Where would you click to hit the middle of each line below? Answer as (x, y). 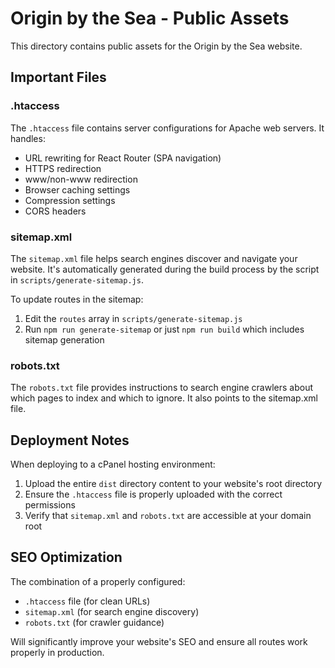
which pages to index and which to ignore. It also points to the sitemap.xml (164, 398)
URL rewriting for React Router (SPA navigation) (123, 158)
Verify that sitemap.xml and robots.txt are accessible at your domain (168, 516)
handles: (28, 138)
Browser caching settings (77, 189)
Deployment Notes (70, 440)
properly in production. (57, 652)
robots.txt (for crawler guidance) (94, 622)
